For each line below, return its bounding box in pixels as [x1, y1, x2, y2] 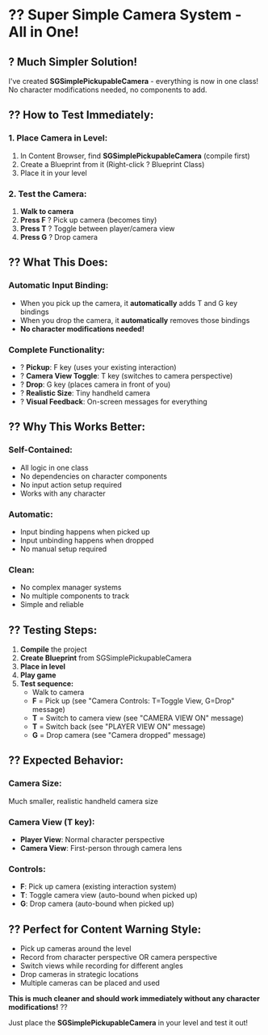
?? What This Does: [8, 256, 109, 270]
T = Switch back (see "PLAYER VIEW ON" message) [31, 722, 206, 731]
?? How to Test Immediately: [8, 108, 154, 122]
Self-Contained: [8, 444, 73, 455]
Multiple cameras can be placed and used [19, 978, 160, 988]
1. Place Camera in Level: [8, 132, 108, 144]
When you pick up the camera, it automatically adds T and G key [19, 298, 238, 308]
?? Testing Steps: [8, 623, 98, 637]
